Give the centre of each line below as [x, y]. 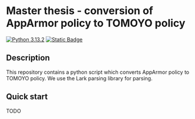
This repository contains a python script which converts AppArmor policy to [98, 72]
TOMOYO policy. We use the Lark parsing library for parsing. [79, 78]
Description [28, 58]
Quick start [27, 97]
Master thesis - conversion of [80, 11]
